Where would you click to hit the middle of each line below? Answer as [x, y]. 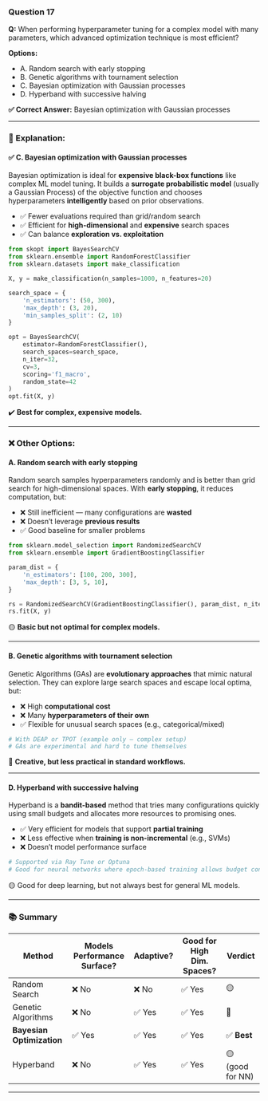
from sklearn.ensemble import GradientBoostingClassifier [106, 553]
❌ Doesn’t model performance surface [83, 847]
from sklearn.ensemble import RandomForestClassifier [100, 257]
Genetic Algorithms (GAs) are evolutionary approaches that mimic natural [130, 673]
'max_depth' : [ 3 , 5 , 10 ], [66, 582]
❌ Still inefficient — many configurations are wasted [106, 512]
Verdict [241, 956]
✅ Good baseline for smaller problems [83, 531]
